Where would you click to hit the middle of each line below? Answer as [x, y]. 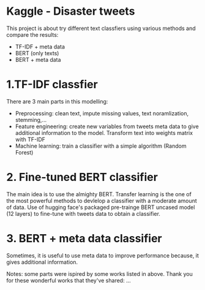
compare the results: [32, 34]
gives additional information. [42, 262]
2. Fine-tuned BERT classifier [82, 177]
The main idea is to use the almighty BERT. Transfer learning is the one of [99, 194]
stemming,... [31, 120]
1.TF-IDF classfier [52, 85]
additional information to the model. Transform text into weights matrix [104, 132]
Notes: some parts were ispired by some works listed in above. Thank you [99, 273]
